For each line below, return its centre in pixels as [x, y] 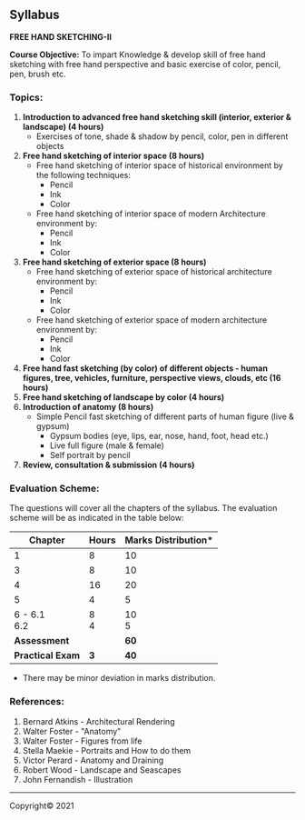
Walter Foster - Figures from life [82, 741]
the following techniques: [84, 175]
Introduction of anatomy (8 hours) [88, 407]
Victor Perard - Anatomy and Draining [93, 760]
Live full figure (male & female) [107, 445]
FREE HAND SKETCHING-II [60, 36]
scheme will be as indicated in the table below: [97, 518]
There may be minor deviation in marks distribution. [119, 678]
